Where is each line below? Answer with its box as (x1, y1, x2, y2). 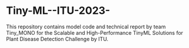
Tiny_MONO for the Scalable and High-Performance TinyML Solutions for (6, 29, 184, 36)
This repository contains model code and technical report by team (6, 23, 166, 30)
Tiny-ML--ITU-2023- (6, 4, 110, 17)
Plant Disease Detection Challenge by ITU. (6, 35, 109, 42)
